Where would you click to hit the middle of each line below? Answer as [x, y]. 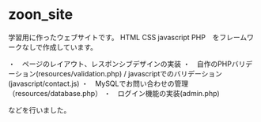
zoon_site [41, 15]
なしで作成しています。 [59, 47]
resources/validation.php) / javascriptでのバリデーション [130, 73]
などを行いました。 [40, 110]
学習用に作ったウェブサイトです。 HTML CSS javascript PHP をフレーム [128, 37]
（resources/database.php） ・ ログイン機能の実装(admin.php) [114, 93]
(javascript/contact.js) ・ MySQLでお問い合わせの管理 [98, 83]
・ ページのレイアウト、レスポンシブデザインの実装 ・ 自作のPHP [120, 64]
